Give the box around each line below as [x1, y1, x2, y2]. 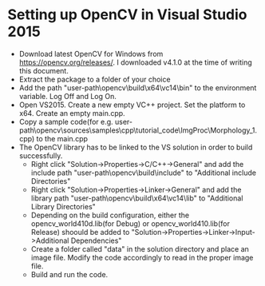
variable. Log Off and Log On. [18, 91, 117, 101]
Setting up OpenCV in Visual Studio [7, 6, 248, 24]
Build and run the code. [30, 269, 109, 279]
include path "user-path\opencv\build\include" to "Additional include [30, 168, 257, 177]
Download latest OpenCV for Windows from [18, 49, 164, 58]
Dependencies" [70, 236, 122, 245]
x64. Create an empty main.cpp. [18, 108, 125, 117]
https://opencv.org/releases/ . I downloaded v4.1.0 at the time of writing [18, 58, 252, 67]
